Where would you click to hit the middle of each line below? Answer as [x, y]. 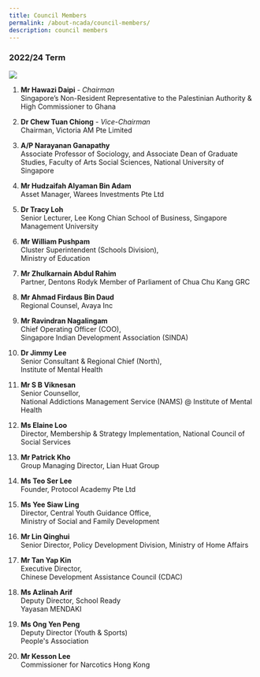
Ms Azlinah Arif [46, 592]
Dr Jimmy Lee [43, 352]
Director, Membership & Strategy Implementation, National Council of [132, 433]
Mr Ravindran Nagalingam [64, 321]
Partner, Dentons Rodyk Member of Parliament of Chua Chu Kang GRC [135, 281]
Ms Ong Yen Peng [50, 624]
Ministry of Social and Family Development [90, 521]
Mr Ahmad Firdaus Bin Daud [67, 297]
